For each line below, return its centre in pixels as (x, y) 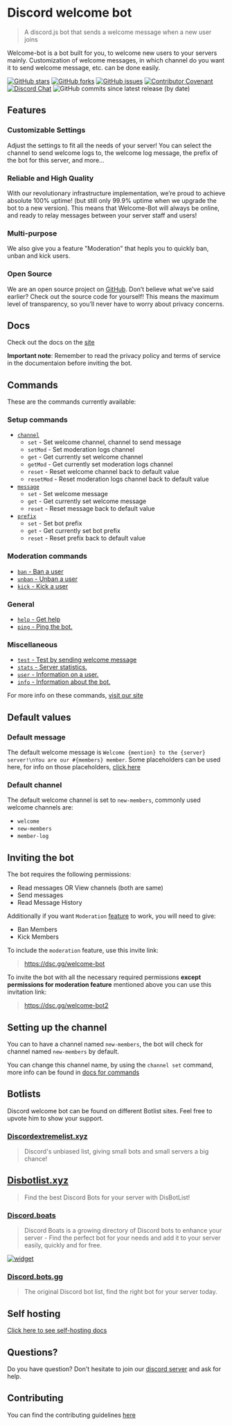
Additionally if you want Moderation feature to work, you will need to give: (111, 916)
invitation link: (27, 992)
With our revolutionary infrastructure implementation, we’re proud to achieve (116, 193)
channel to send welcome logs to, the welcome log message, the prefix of (113, 153)
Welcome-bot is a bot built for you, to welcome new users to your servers (112, 53)
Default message (36, 737)
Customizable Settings (46, 130)
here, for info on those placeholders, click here (74, 767)
